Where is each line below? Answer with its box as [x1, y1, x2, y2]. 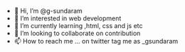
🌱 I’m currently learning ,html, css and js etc [14, 22, 144, 30]
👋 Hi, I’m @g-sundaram [14, 7, 83, 15]
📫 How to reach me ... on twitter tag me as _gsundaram [14, 37, 179, 45]
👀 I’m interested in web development [14, 14, 122, 22]
